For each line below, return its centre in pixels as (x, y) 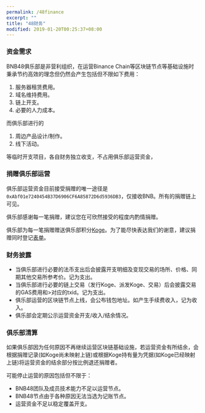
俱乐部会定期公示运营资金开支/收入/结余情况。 (73, 316)
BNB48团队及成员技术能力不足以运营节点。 (70, 388)
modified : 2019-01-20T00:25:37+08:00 (54, 29)
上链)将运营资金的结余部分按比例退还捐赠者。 (63, 363)
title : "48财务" (26, 23)
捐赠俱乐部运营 (28, 174)
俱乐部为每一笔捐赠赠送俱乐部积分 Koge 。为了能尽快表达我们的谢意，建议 (98, 230)
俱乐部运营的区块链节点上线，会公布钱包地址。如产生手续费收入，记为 (103, 300)
